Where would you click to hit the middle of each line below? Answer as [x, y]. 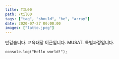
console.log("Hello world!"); [36, 52]
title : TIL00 [19, 10]
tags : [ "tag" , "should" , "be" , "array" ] [48, 19]
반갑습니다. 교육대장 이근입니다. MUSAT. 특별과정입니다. [60, 43]
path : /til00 [19, 14]
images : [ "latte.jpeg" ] [30, 28]
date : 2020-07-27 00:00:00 [33, 23]
